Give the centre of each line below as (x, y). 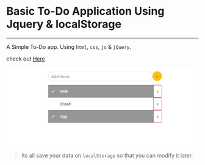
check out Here (26, 59)
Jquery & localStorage (64, 24)
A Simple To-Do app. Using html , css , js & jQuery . (69, 46)
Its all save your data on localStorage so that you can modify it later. (107, 156)
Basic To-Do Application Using (85, 11)
